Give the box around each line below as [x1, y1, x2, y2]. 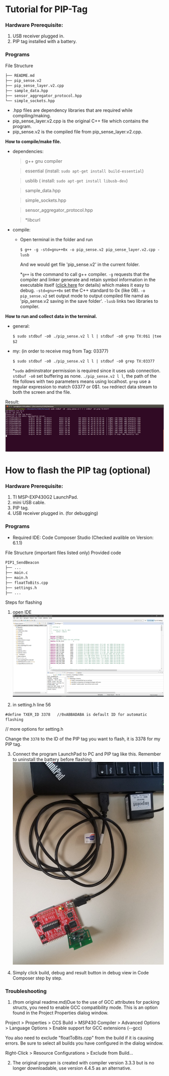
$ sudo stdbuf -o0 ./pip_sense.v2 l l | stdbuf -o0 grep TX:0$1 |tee [12, 334, 162, 339]
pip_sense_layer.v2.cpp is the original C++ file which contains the [12, 118, 149, 124]
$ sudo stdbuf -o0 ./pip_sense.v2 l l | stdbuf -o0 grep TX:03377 [12, 358, 155, 364]
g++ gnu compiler [25, 158, 63, 164]
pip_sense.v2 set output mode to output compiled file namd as [20, 292, 149, 299]
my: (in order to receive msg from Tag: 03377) [12, 348, 109, 354]
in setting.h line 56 [12, 702, 51, 708]
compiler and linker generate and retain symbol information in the [20, 277, 156, 283]
